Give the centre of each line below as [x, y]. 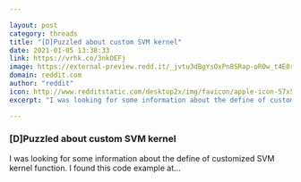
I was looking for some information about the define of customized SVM [142, 158]
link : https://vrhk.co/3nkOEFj [68, 59]
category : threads [43, 33]
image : [21, 67]
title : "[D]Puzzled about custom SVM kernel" [95, 42]
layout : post [34, 25]
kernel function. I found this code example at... [95, 168]
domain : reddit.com [46, 75]
